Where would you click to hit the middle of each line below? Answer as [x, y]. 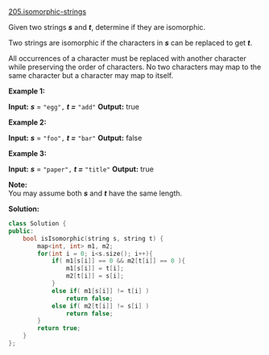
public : [21, 231]
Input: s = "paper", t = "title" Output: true [81, 169]
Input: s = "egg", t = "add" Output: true [74, 107]
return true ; [59, 328]
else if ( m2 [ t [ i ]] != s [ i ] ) [100, 306]
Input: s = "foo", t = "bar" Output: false [75, 138]
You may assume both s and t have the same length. [95, 193]
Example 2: [27, 122]
